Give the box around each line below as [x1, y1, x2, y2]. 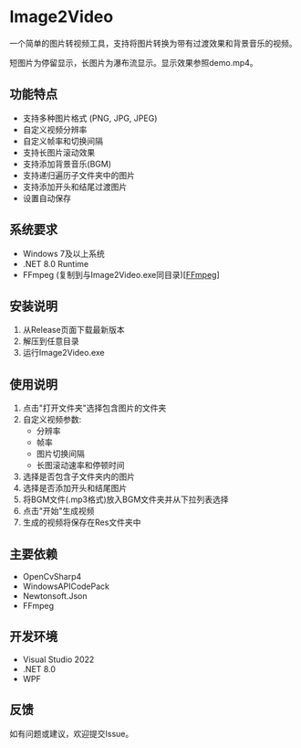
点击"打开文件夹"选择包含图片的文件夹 [22, 402, 167, 413]
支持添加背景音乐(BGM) [22, 158, 112, 169]
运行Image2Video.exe [22, 347, 105, 358]
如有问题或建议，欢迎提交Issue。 [9, 728, 134, 739]
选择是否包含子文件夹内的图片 [22, 471, 135, 482]
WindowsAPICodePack [22, 581, 110, 592]
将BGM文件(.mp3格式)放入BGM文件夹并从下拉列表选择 [22, 494, 230, 505]
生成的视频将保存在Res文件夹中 [22, 517, 141, 528]
